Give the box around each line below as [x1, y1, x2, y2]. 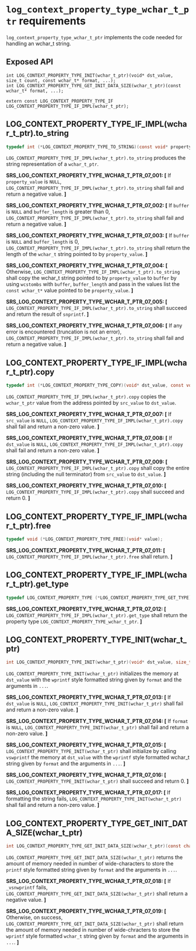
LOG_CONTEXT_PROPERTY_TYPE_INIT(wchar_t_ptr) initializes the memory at [6, 670, 179, 677]
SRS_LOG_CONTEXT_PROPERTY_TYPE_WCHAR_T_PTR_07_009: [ [6, 458, 168, 465]
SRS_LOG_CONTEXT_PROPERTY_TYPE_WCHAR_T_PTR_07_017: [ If [6, 789, 171, 796]
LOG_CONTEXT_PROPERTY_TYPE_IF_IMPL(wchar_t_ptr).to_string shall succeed [6, 305, 187, 312]
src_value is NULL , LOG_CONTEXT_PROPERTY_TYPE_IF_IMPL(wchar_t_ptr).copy [6, 417, 183, 424]
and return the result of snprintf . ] [6, 311, 89, 318]
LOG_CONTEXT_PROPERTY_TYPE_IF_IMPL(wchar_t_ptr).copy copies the [6, 393, 166, 400]
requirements [19, 15, 86, 28]
